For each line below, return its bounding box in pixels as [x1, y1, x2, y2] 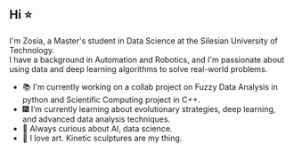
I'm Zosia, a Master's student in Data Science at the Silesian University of [9, 35, 278, 46]
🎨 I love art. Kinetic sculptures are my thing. [21, 132, 183, 143]
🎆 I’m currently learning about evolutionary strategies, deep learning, [21, 103, 276, 114]
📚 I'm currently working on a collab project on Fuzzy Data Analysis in [21, 81, 278, 92]
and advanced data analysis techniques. [21, 114, 171, 124]
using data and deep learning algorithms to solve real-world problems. [9, 63, 268, 74]
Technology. [9, 44, 55, 55]
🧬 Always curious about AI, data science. [21, 123, 173, 133]
